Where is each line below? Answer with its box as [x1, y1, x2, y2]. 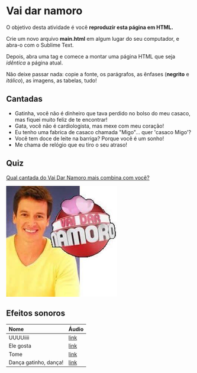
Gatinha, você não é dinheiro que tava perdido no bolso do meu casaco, [14, 109, 190, 116]
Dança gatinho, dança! [8, 359, 64, 366]
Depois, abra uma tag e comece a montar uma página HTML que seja [6, 53, 176, 60]
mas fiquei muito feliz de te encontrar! [14, 116, 108, 123]
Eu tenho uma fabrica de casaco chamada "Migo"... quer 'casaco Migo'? [14, 128, 191, 135]
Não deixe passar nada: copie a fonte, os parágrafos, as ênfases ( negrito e [6, 70, 189, 77]
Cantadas [6, 94, 43, 104]
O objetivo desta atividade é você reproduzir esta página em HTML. [6, 24, 173, 31]
